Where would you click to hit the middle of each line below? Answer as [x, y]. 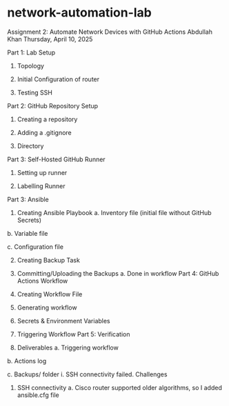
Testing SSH [35, 92]
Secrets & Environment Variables [63, 321]
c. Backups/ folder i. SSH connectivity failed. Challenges [87, 374]
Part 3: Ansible [28, 199]
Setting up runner [42, 172]
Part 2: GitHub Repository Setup [53, 105]
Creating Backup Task [49, 260]
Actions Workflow [42, 281]
